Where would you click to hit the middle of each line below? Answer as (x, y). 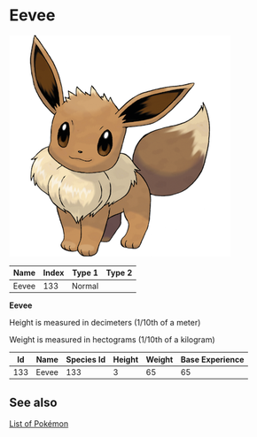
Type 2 (119, 273)
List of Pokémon (39, 424)
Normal (85, 286)
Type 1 (86, 273)
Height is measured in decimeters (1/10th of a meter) (105, 323)
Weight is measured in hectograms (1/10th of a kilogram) (112, 340)
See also (33, 402)
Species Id (86, 359)
